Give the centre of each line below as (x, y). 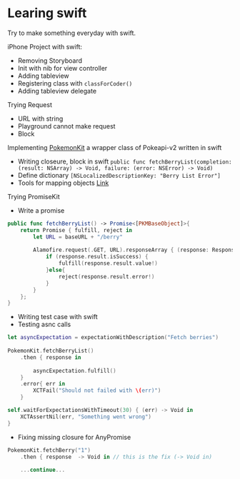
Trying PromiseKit (34, 196)
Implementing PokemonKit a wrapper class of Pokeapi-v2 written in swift (115, 147)
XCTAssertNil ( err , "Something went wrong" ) (86, 417)
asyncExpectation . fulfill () (75, 370)
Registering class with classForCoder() (75, 83)
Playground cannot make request (66, 126)
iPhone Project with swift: (45, 46)
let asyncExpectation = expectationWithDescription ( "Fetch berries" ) (113, 338)
